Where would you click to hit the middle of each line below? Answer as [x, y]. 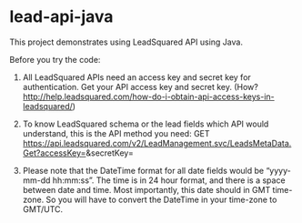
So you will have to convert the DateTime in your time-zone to [161, 199]
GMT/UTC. [43, 209]
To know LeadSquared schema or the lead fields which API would [146, 124]
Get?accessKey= [54, 153]
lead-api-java [61, 17]
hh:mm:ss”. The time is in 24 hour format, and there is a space [169, 180]
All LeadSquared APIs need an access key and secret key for [137, 77]
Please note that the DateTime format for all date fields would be [143, 170]
